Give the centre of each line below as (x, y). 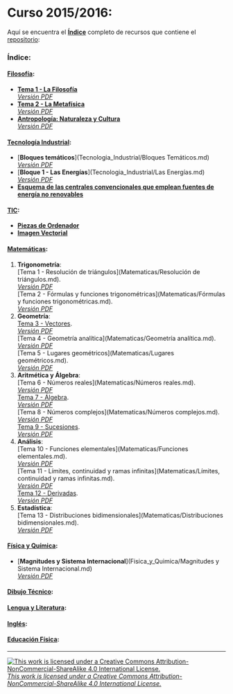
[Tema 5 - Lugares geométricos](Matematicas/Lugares (96, 353)
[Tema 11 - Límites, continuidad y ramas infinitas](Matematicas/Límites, (119, 471)
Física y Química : (33, 545)
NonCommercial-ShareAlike (47, 683)
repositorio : (24, 39)
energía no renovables (50, 194)
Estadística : (35, 507)
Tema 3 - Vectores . (45, 323)
